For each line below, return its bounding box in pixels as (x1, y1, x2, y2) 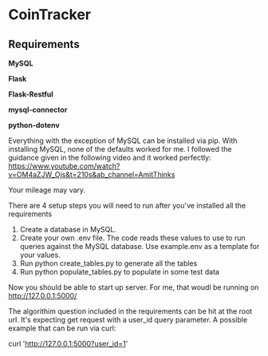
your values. (19, 250, 61, 259)
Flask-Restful (8, 89, 53, 99)
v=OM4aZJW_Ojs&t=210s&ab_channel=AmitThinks (8, 170, 175, 179)
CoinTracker (8, 6, 92, 24)
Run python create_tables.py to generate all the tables (19, 259, 198, 268)
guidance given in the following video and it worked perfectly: (8, 153, 211, 162)
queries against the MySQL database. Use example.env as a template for (19, 242, 260, 251)
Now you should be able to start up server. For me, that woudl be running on (8, 283, 259, 292)
